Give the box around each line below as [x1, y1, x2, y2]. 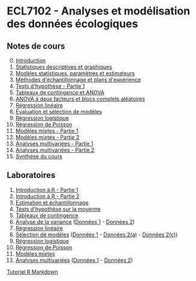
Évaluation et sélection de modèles [15, 108, 102, 115]
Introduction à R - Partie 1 [15, 186, 79, 193]
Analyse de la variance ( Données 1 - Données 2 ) [15, 218, 135, 225]
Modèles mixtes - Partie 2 [15, 134, 80, 141]
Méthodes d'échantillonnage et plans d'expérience [15, 76, 141, 83]
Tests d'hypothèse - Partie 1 [15, 82, 85, 90]
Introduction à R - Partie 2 [15, 193, 80, 200]
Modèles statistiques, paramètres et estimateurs [15, 70, 135, 76]
